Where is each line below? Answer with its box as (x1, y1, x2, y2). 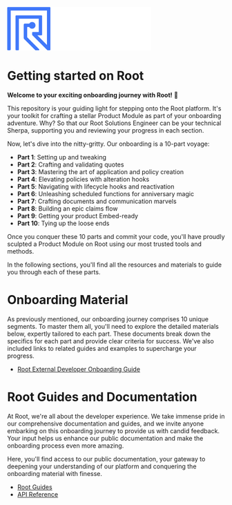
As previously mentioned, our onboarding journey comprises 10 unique (7, 314, 209, 323)
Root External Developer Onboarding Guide (17, 365, 140, 373)
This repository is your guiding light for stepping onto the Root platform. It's (7, 104, 222, 113)
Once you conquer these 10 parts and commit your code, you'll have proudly (7, 232, 226, 240)
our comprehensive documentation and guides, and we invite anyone (7, 419, 204, 428)
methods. (7, 247, 35, 255)
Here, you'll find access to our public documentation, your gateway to (7, 455, 206, 463)
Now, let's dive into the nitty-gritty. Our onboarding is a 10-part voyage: (7, 140, 210, 148)
